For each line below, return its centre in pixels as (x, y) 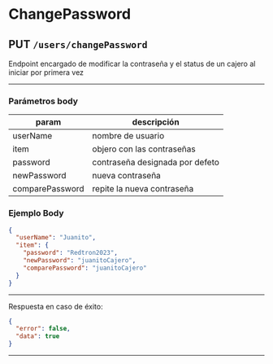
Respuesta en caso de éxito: (56, 306)
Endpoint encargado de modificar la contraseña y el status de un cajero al (132, 64)
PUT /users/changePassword (78, 44)
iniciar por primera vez (46, 72)
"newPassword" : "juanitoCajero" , (80, 261)
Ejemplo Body (36, 213)
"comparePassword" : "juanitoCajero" (85, 268)
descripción (156, 122)
